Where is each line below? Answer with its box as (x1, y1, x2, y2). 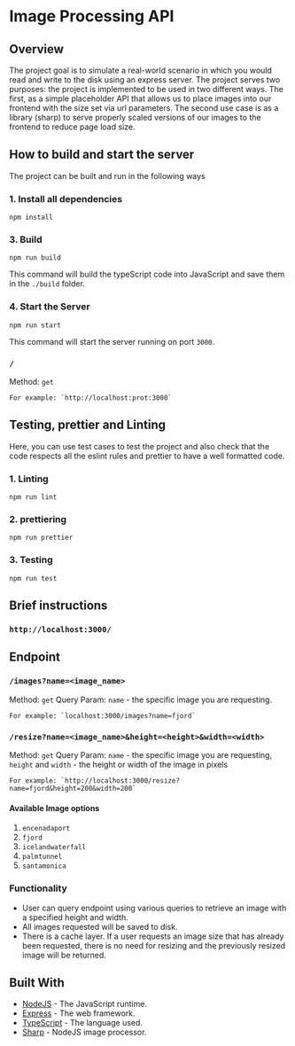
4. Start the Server (9, 301, 90, 313)
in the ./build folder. (9, 278, 86, 289)
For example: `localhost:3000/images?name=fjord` (9, 711, 197, 720)
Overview (9, 42, 65, 57)
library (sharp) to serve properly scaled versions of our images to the (9, 113, 261, 122)
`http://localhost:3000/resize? (60, 777, 180, 785)
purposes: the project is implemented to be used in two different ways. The (9, 84, 283, 94)
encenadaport (21, 824, 71, 833)
